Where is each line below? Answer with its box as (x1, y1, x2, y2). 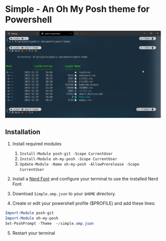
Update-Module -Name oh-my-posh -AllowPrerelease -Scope (19, 162, 140, 167)
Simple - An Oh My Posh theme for (5, 3, 150, 15)
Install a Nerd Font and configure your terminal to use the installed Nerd (12, 176, 158, 182)
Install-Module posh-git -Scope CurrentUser (19, 151, 113, 157)
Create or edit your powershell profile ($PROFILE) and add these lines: (12, 200, 156, 206)
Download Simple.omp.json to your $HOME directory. (12, 191, 116, 197)
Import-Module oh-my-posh (5, 216, 58, 221)
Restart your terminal (12, 230, 55, 236)
